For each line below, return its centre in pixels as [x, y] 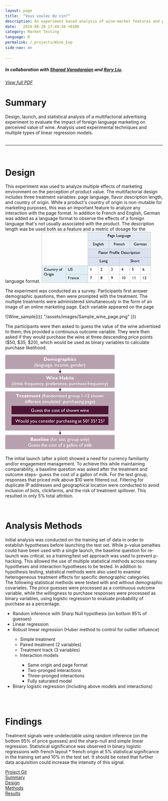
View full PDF [19, 82]
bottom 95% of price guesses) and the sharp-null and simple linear [74, 741]
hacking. [14, 561]
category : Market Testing [32, 32]
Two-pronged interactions [54, 670]
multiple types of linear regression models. [49, 133]
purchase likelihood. [26, 348]
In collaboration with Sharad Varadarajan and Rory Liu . [64, 70]
